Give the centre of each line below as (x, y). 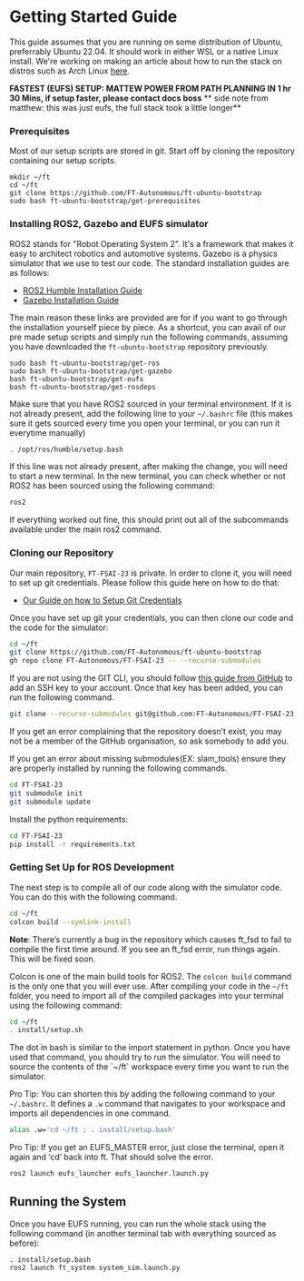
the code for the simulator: (59, 627)
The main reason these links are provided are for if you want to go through (148, 317)
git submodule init (46, 793)
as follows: (29, 272)
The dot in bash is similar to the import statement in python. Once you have (150, 1048)
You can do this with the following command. (93, 897)
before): (25, 1243)
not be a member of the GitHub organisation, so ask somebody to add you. (149, 741)
